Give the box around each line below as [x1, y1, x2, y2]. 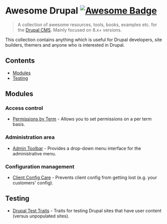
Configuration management [5, 163, 74, 170]
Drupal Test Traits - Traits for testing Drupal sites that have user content [12, 207, 162, 213]
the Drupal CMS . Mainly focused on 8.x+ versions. [17, 27, 122, 33]
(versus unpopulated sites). [12, 213, 69, 219]
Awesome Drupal [5, 5, 78, 17]
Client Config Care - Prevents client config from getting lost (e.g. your [12, 174, 157, 180]
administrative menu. [12, 150, 56, 156]
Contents [5, 57, 35, 65]
